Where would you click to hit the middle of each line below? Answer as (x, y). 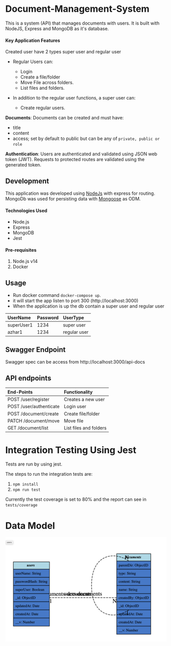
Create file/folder (82, 414)
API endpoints (28, 378)
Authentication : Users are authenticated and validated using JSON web (81, 154)
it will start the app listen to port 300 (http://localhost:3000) (76, 301)
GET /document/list (28, 428)
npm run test (27, 490)
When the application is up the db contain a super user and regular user (89, 306)
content (21, 133)
